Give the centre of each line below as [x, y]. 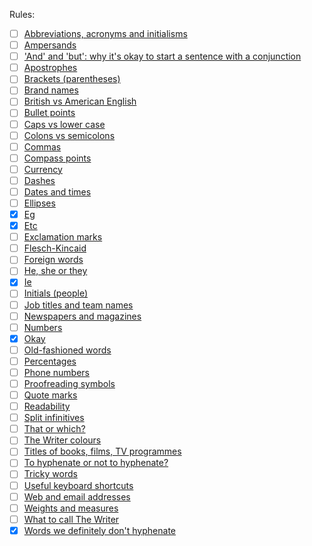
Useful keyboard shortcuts [78, 485]
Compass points [57, 158]
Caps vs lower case [64, 124]
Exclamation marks [63, 237]
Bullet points [49, 113]
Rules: [22, 14]
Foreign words [53, 260]
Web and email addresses [77, 496]
